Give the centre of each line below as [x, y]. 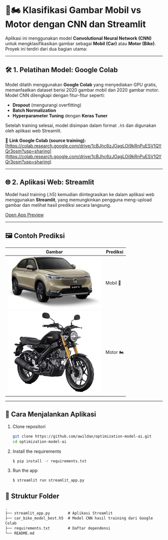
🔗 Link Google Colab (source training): [46, 140]
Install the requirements [37, 451]
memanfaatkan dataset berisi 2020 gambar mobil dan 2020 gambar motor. [82, 90]
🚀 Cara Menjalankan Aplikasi [51, 414]
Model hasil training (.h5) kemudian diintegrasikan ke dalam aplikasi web [80, 194]
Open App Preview [24, 215]
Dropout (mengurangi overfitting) [47, 105]
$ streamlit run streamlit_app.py [48, 480]
